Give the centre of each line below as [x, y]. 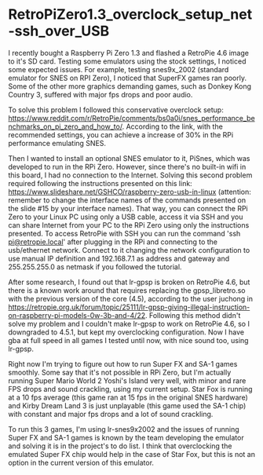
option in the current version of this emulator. [81, 462]
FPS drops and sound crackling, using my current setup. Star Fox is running [130, 389]
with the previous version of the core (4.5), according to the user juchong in [131, 298]
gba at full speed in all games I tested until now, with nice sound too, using [128, 340]
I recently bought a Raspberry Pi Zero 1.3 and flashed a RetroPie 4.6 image [129, 53]
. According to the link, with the [173, 126]
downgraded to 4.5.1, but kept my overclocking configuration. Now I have [126, 332]
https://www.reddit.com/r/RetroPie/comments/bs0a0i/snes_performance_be [131, 118]
